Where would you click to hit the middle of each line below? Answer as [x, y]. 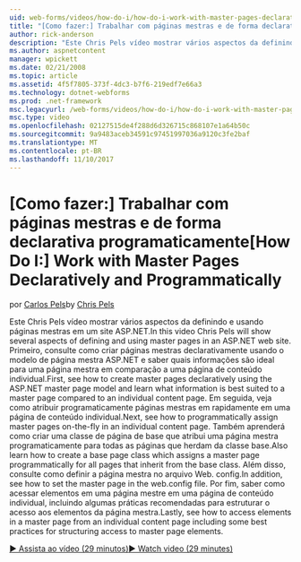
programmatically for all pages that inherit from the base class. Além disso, [148, 465]
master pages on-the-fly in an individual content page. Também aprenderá [147, 427]
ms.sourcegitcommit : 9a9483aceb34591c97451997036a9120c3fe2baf [130, 134]
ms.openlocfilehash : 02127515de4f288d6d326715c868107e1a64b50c [130, 126]
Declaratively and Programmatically [146, 280]
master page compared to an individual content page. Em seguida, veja [141, 398]
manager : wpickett [43, 59]
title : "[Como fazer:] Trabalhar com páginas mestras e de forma [133, 26]
